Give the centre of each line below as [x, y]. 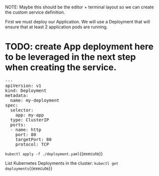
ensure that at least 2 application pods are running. [57, 27]
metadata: [17, 95]
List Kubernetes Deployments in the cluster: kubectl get [62, 163]
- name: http [26, 130]
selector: [22, 110]
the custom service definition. [35, 12]
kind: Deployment [26, 90]
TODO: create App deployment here [79, 47]
